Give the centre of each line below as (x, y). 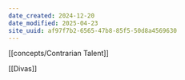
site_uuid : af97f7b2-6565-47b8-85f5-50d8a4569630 (93, 30)
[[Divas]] (23, 69)
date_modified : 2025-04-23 (53, 23)
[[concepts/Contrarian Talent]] (59, 54)
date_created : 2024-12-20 (51, 16)
